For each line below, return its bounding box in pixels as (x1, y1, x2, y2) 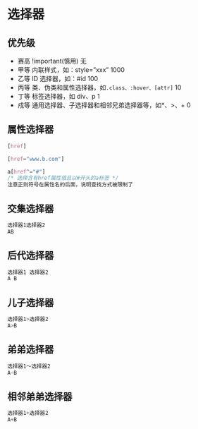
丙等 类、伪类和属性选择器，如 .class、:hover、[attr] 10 (17, 83, 182, 92)
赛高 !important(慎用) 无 (17, 57, 87, 65)
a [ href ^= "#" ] (7, 168, 46, 175)
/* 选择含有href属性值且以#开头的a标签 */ (7, 174, 119, 182)
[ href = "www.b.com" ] (7, 155, 65, 162)
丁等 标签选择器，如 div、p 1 (17, 92, 100, 100)
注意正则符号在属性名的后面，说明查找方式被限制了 (7, 181, 134, 188)
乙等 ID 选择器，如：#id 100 (17, 75, 99, 83)
